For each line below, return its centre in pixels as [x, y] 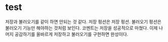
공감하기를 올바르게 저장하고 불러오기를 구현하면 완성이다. [71, 34]
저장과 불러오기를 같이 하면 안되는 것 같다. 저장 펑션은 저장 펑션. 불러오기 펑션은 [83, 21]
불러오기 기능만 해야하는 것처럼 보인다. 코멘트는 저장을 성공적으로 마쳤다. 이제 [81, 28]
